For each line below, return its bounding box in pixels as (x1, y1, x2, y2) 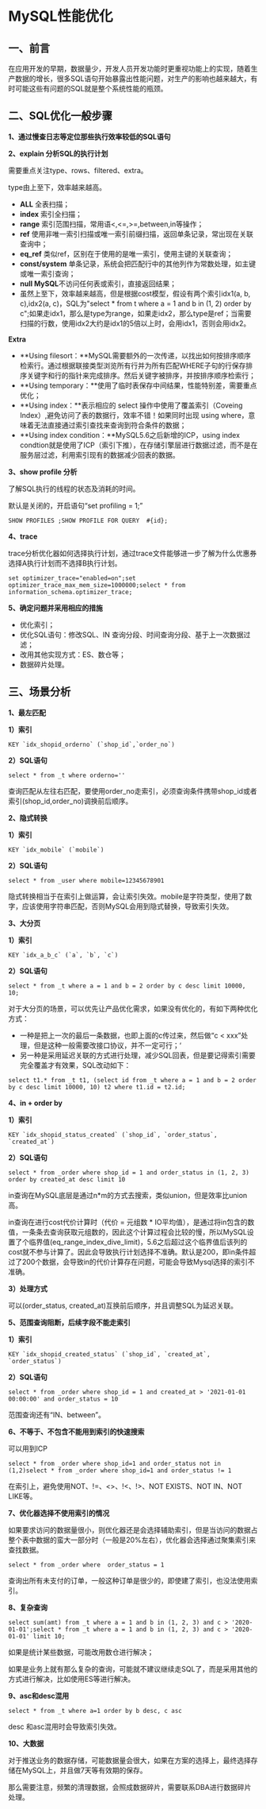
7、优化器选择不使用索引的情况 (8, 1508, 110, 1517)
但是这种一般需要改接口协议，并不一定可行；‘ (33, 1040, 182, 1049)
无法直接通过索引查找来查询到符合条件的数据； (33, 420, 187, 430)
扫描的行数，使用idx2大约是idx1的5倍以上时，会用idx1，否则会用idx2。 (19, 319, 251, 328)
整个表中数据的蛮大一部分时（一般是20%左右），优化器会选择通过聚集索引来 (8, 1535, 256, 1544)
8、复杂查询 (8, 1602, 48, 1612)
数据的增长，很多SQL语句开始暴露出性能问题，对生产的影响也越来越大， (14, 74, 251, 83)
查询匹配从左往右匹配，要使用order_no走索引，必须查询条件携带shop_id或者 (8, 786, 257, 795)
